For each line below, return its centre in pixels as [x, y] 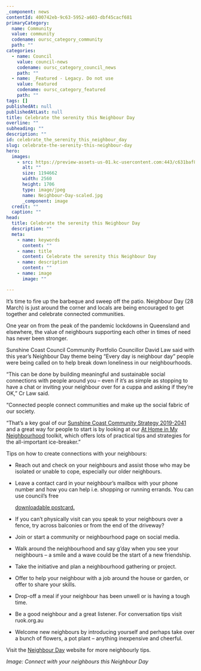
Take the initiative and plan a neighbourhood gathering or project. [95, 566]
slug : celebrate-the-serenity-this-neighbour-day [69, 145]
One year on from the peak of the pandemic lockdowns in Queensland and [98, 325]
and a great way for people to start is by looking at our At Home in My [92, 429]
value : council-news [42, 62]
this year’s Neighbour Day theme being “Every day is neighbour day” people [100, 356]
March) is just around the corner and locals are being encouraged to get [95, 307]
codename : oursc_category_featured [61, 90]
